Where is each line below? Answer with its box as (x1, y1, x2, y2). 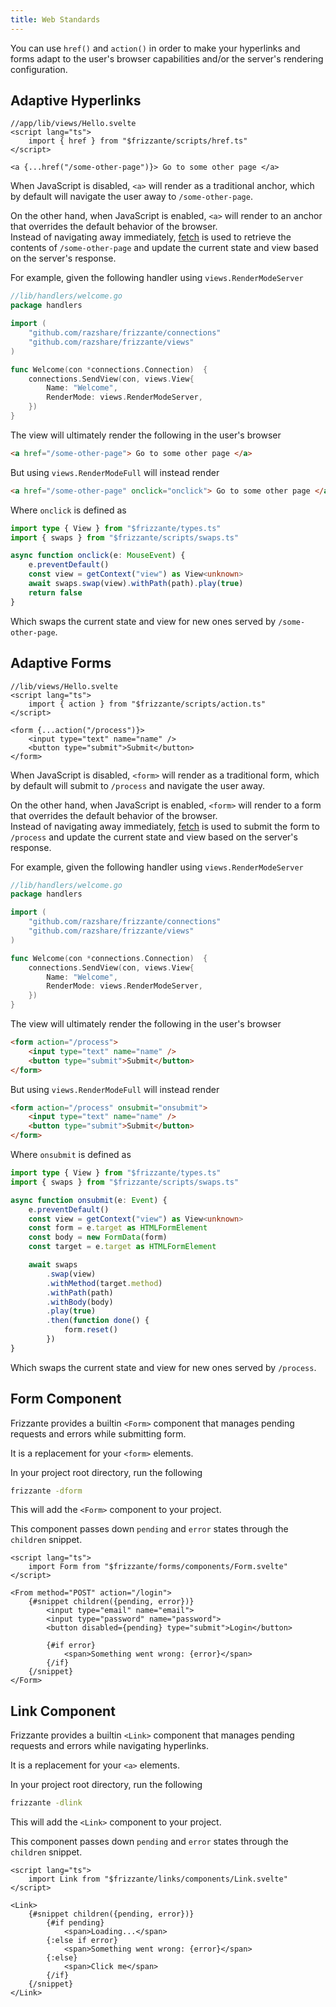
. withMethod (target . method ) (46, 1278, 163, 1288)
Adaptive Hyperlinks (10, 92, 142, 110)
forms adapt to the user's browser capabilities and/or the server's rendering (10, 52, 324, 65)
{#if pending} (46, 1918, 105, 1928)
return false (28, 587, 83, 598)
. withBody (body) (46, 1297, 114, 1307)
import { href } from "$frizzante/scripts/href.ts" (28, 136, 248, 146)
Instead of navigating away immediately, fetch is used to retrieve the (10, 231, 292, 243)
